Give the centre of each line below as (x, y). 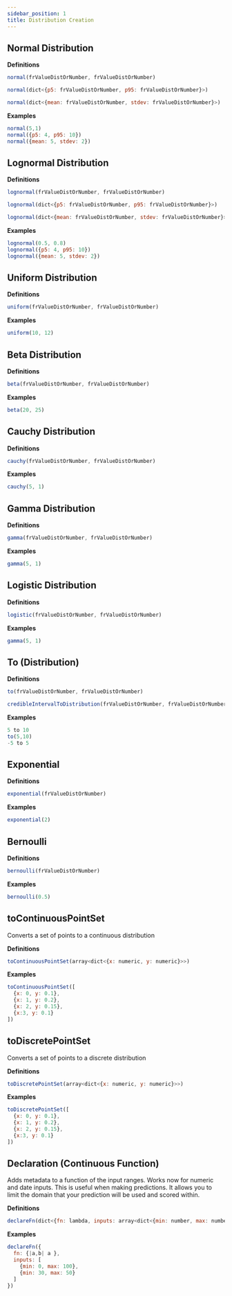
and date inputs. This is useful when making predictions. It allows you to (110, 1188)
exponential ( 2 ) (29, 820)
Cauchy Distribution (51, 431)
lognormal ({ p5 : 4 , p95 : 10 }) (49, 249)
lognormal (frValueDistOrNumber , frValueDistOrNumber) (86, 192)
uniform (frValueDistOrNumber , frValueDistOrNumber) (83, 307)
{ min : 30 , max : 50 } (48, 1272)
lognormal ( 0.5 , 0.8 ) (37, 243)
